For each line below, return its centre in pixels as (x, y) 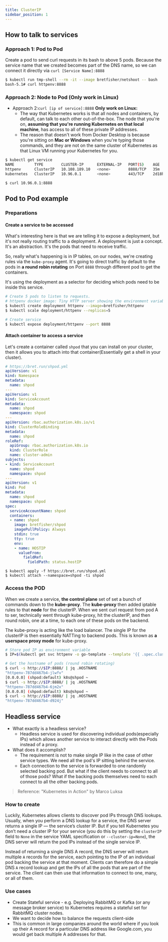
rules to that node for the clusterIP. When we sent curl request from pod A (82, 610)
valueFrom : (30, 553)
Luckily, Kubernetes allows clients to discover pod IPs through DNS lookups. (84, 815)
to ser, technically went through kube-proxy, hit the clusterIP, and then (78, 615)
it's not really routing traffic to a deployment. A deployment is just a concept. (84, 242)
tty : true (24, 539)
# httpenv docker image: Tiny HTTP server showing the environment (77, 301)
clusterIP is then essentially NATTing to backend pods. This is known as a (81, 635)
